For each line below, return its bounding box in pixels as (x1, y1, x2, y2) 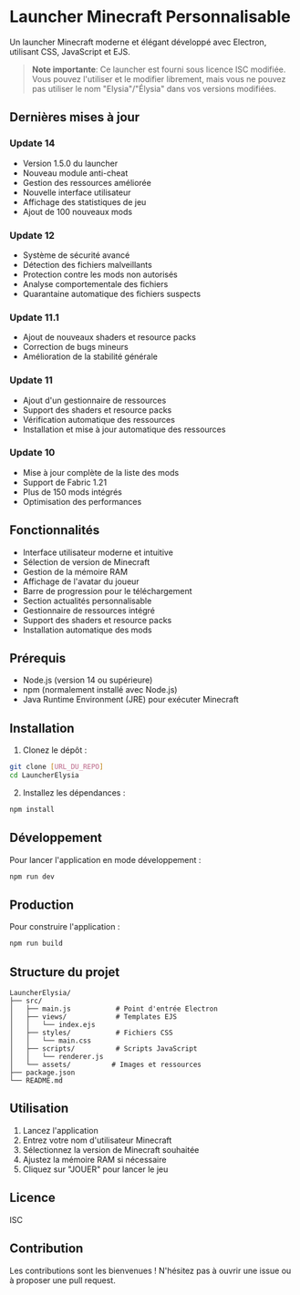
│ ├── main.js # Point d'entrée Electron (9, 1004, 219, 1013)
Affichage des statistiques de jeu (22, 196, 147, 207)
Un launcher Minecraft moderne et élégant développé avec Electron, (9, 36, 267, 47)
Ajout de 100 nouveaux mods (22, 206, 133, 217)
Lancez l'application (22, 1125, 98, 1136)
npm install (9, 805, 55, 814)
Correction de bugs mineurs (22, 342, 129, 353)
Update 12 (9, 229, 55, 242)
